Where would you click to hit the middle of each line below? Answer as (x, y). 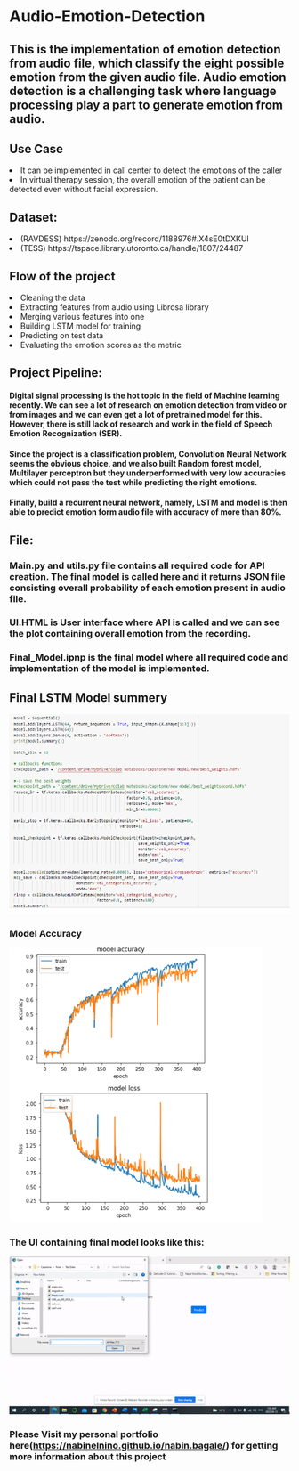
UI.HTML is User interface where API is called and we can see (145, 622)
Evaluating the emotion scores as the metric (101, 345)
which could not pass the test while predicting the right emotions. (133, 482)
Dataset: (33, 217)
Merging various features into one (83, 317)
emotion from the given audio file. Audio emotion (148, 77)
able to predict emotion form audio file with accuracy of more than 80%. (145, 512)
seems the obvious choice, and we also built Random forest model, (135, 463)
